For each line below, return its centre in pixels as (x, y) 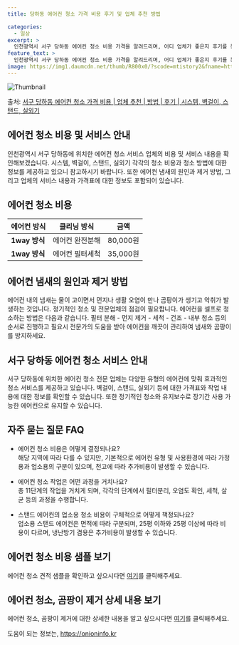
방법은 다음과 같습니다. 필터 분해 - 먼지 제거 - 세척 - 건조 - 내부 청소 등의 (126, 318)
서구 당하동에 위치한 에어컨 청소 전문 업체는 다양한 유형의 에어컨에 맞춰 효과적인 (117, 379)
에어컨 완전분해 (76, 241)
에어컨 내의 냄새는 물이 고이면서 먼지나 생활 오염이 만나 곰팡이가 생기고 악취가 (115, 300)
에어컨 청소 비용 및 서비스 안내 (69, 135)
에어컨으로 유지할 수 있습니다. (61, 406)
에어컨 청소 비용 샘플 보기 (59, 557)
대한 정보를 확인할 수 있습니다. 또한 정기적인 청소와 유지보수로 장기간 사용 (122, 397)
